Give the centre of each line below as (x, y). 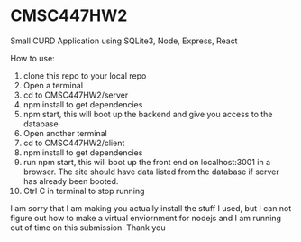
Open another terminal (65, 133)
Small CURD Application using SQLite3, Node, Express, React (124, 41)
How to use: (32, 58)
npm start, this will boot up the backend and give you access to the (148, 114)
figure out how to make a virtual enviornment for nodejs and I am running (146, 218)
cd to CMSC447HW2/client (74, 143)
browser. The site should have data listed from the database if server (151, 172)
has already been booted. (71, 181)
